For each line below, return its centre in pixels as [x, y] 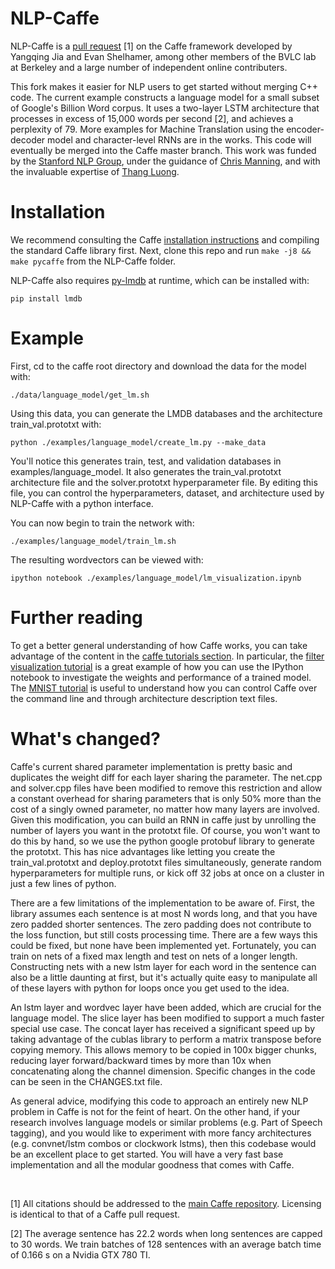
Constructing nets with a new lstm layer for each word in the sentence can [163, 966]
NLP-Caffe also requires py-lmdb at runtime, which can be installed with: [160, 280]
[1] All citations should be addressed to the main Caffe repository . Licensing [166, 1203]
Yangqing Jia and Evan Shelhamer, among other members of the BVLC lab [163, 56]
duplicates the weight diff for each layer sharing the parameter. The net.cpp [166, 777]
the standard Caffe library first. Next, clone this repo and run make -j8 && [161, 250]
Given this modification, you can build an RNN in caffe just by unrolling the [163, 819]
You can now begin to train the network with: [102, 523]
